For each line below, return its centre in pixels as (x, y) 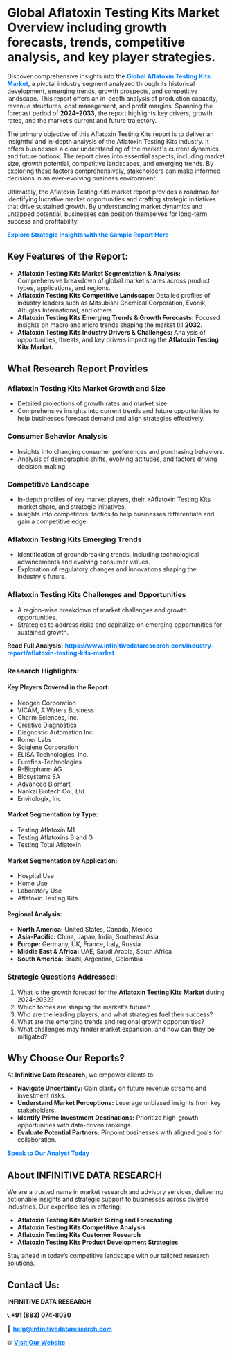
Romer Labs (34, 739)
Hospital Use (35, 876)
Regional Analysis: (35, 914)
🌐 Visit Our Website (36, 1343)
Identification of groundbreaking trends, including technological (108, 555)
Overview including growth (87, 27)
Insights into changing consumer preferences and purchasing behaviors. (121, 451)
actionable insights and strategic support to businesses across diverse (108, 1200)
